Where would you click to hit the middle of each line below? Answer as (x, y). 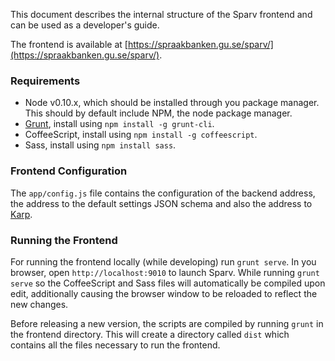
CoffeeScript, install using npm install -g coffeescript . (141, 135)
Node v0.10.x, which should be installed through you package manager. (172, 103)
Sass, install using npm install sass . (100, 145)
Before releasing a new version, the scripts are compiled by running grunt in (167, 323)
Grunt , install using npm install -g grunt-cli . (119, 124)
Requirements (45, 81)
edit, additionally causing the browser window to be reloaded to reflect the (164, 293)
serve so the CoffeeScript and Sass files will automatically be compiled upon (168, 283)
